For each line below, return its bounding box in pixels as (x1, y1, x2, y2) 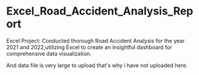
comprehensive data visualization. (6, 50, 92, 57)
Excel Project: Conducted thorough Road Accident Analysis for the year (6, 37, 185, 44)
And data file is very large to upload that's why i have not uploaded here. (6, 62, 188, 69)
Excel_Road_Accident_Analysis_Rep (6, 4, 194, 18)
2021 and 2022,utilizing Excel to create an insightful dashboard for (6, 44, 172, 51)
